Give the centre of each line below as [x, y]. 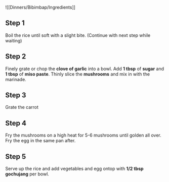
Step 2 [16, 57]
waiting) [14, 40]
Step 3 [16, 95]
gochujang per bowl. [27, 174]
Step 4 [16, 123]
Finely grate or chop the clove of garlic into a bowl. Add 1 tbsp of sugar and [85, 69]
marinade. [16, 79]
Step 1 [15, 23]
